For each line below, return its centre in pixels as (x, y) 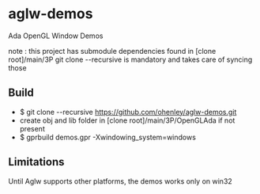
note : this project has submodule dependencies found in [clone (112, 51)
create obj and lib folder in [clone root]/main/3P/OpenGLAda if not (127, 120)
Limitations (36, 162)
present (32, 128)
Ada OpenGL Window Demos (56, 36)
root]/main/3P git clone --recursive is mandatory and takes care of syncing (130, 59)
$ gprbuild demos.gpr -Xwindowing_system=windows (107, 137)
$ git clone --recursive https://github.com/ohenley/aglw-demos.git (128, 112)
